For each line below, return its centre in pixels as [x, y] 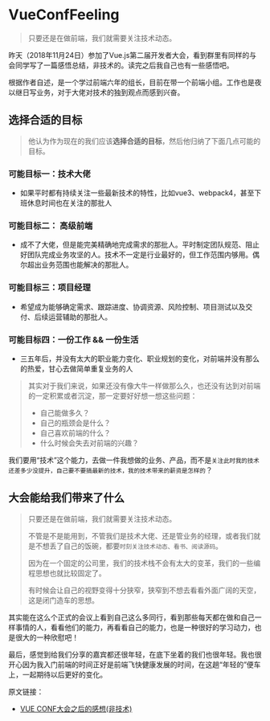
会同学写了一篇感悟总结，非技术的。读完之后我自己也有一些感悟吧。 [121, 65]
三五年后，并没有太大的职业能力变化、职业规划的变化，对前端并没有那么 [139, 358]
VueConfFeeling [64, 15]
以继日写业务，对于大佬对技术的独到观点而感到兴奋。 [96, 92]
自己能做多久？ [65, 412]
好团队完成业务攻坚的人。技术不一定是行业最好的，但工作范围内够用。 [136, 255]
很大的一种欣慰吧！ [47, 637]
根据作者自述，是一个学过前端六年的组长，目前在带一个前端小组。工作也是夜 [135, 82]
